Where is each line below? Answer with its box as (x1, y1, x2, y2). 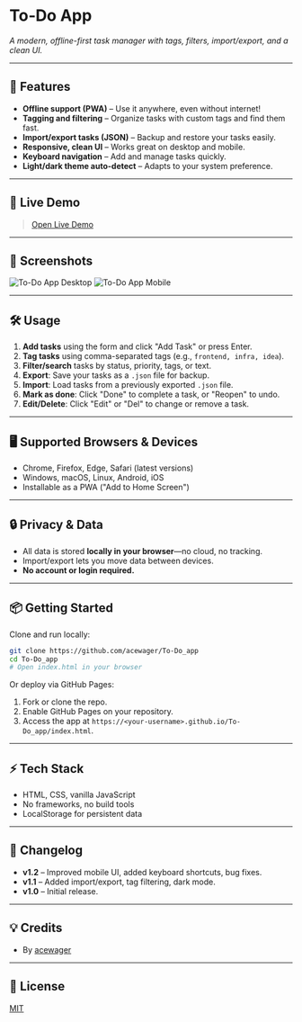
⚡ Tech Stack (9, 761, 84, 776)
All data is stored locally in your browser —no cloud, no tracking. (22, 545, 263, 556)
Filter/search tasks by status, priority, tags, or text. (22, 361, 212, 372)
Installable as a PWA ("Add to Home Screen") (22, 482, 191, 492)
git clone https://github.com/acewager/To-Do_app (9, 646, 200, 655)
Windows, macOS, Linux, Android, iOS (22, 472, 164, 482)
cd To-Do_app (9, 654, 58, 664)
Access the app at (22, 716, 90, 727)
